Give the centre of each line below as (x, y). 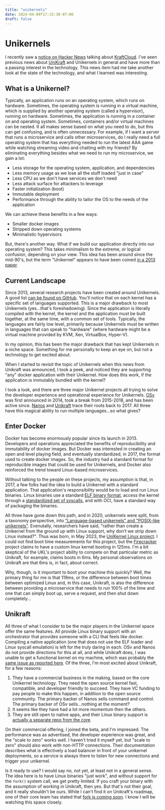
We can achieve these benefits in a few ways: (51, 214)
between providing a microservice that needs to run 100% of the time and (80, 588)
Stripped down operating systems (47, 229)
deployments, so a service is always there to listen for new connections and (82, 756)
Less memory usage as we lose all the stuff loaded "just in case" (78, 173)
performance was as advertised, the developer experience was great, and (80, 734)
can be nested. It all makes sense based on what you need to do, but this (79, 127)
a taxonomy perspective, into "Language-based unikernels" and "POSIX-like (82, 520)
